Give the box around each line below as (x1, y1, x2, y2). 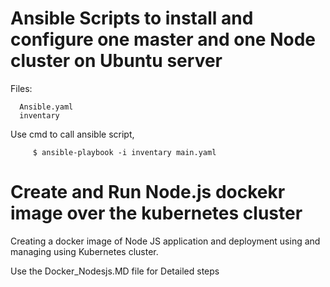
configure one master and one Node (10, 28, 317, 51)
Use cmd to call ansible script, (10, 128, 135, 140)
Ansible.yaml (19, 102, 74, 112)
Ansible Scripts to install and (10, 7, 254, 30)
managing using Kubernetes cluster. (10, 245, 159, 257)
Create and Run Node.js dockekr (10, 181, 286, 204)
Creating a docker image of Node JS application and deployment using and (10, 235, 321, 247)
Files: (10, 82, 33, 94)
